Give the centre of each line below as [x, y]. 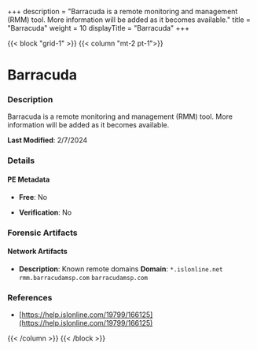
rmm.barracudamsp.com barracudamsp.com [83, 278]
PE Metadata [29, 179]
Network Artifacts [37, 252]
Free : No [33, 197]
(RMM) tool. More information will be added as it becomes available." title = [129, 20]
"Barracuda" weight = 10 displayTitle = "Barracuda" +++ [99, 28]
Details [21, 160]
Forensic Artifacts [42, 233]
